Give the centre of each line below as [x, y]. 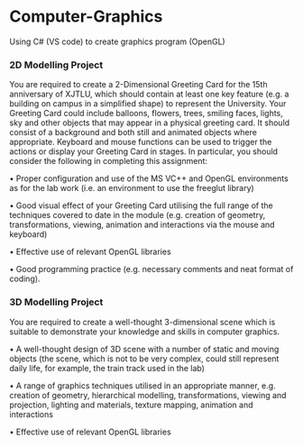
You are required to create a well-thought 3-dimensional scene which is [142, 322]
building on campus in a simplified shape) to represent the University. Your [148, 104]
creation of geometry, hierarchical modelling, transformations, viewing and [148, 395]
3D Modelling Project [56, 302]
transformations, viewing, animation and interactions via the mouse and [142, 225]
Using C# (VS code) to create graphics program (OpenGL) [117, 41]
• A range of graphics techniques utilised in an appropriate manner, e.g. [143, 386]
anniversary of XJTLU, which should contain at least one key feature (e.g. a [149, 94]
